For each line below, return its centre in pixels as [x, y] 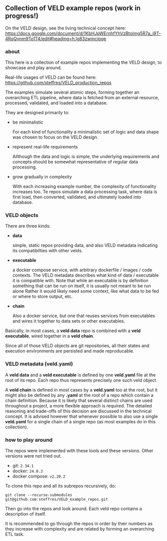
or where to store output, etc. [42, 297]
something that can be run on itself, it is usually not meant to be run [82, 286]
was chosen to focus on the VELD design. [55, 137]
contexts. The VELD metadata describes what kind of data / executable [85, 275]
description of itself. [26, 514]
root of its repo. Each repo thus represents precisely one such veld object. [82, 380]
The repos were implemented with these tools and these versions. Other [79, 451]
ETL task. [15, 534]
